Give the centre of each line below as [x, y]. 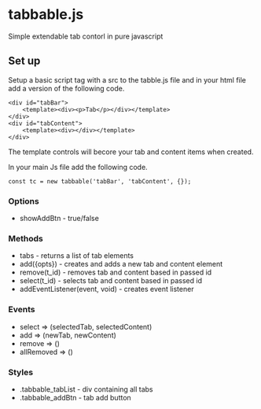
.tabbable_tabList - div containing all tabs [86, 389]
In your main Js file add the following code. [78, 167]
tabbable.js [46, 15]
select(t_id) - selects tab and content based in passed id [111, 281]
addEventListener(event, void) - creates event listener [107, 289]
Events [22, 310]
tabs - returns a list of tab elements [76, 256]
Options [24, 201]
